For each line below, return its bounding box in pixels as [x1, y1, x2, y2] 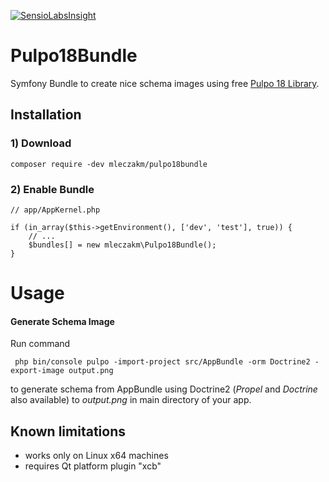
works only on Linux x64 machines [24, 450, 169, 462]
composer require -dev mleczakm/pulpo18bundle [10, 159, 208, 169]
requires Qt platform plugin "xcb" [24, 460, 162, 472]
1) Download [10, 136, 72, 150]
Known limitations [10, 423, 126, 440]
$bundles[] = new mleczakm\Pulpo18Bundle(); [28, 240, 217, 250]
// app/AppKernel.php [10, 205, 101, 215]
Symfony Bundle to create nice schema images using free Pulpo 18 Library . [10, 77, 320, 89]
